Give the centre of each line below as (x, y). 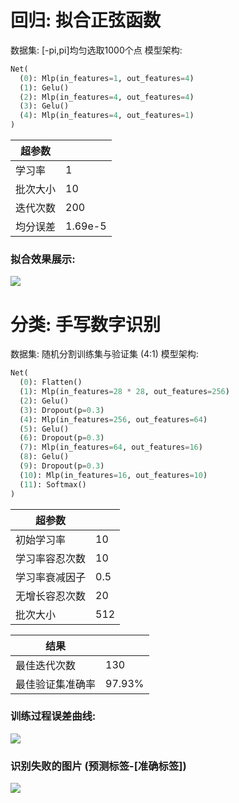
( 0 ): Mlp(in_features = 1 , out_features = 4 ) (107, 78)
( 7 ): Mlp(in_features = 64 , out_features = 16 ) (111, 447)
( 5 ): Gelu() (44, 429)
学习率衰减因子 (51, 577)
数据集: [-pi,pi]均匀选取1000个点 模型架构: (96, 50)
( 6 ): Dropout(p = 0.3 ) (62, 438)
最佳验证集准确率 (56, 684)
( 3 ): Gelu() (44, 106)
